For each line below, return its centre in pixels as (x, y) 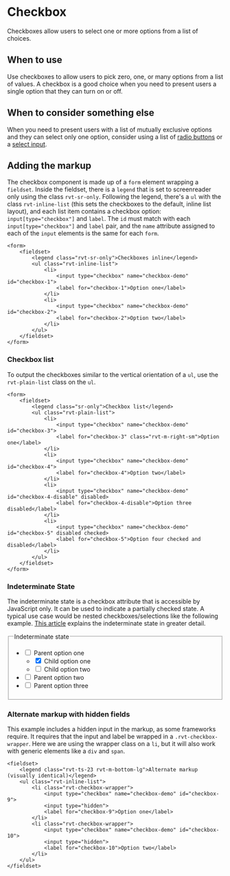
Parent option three (61, 685)
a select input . (27, 144)
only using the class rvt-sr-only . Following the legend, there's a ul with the (114, 197)
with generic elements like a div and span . (66, 751)
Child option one (68, 661)
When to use (35, 60)
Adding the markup (49, 165)
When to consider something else (81, 113)
